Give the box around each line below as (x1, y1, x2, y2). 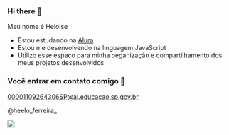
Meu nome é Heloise (7, 23, 68, 31)
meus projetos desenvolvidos (17, 59, 105, 67)
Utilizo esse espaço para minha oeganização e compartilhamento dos (17, 51, 223, 59)
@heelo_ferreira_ (7, 106, 57, 115)
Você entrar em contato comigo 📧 (7, 76, 126, 86)
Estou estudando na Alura (17, 36, 94, 45)
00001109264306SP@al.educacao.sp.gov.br (7, 92, 139, 101)
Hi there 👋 (7, 6, 43, 16)
